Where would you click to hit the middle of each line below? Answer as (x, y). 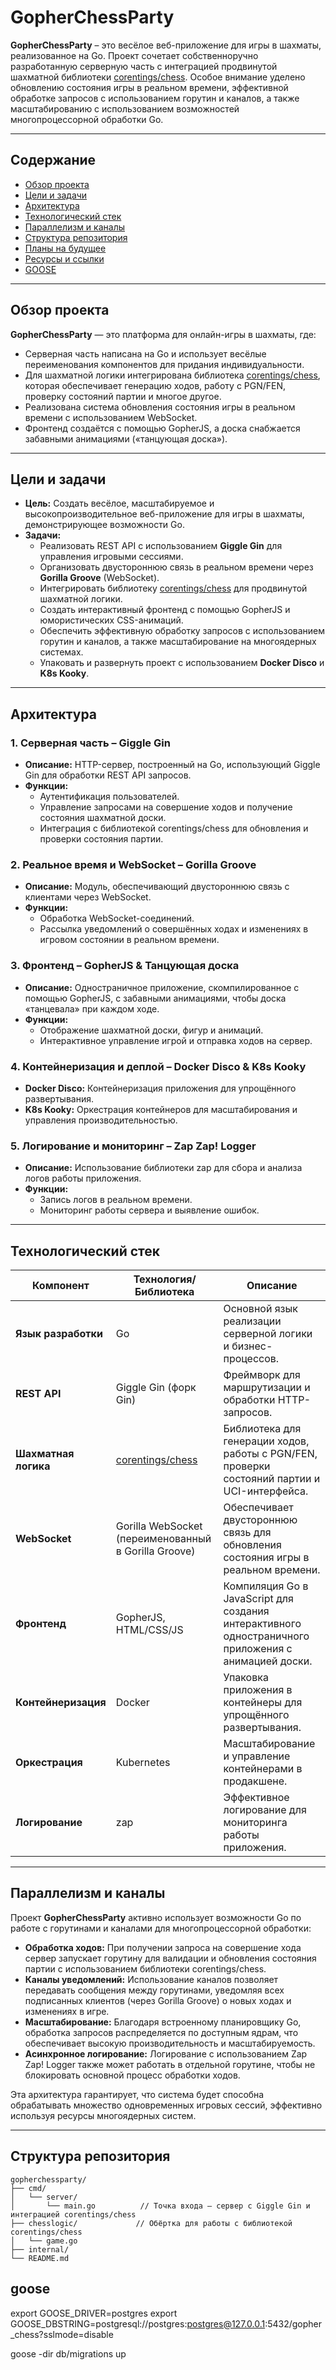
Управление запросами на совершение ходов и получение (166, 807)
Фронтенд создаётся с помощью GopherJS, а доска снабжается (162, 428)
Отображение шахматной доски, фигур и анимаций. (151, 1030)
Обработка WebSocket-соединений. (117, 918)
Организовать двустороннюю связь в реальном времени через (176, 567)
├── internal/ (40, 2249)
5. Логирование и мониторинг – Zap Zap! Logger (133, 1146)
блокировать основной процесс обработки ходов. (132, 2075)
